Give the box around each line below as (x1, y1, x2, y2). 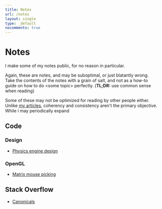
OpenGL (5, 160, 25, 167)
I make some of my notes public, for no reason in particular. (5, 63, 125, 69)
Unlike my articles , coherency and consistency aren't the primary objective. (5, 103, 158, 108)
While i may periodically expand (5, 108, 69, 114)
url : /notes (5, 12, 29, 17)
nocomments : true (5, 26, 41, 30)
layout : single (5, 16, 36, 21)
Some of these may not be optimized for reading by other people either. (5, 98, 150, 104)
